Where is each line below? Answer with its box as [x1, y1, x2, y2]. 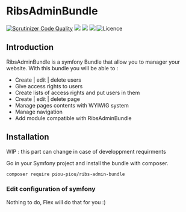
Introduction [6, 42, 54, 52]
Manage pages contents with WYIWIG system [14, 101, 129, 109]
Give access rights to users [14, 82, 83, 89]
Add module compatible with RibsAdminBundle [14, 114, 132, 121]
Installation [6, 132, 49, 142]
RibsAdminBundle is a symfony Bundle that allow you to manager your [6, 58, 181, 65]
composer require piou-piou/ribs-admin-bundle [6, 171, 125, 177]
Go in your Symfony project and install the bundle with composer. [6, 159, 169, 166]
